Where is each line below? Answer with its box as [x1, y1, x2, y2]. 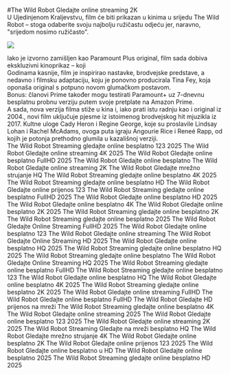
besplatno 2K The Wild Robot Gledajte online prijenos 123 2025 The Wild [7, 339, 213, 347]
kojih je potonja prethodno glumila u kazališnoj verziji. [7, 134, 159, 142]
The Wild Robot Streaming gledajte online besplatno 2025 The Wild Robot [7, 215, 216, 223]
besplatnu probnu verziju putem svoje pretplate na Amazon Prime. [7, 98, 194, 106]
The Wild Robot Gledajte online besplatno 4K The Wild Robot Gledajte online [7, 200, 223, 208]
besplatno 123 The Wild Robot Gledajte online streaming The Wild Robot [7, 230, 211, 237]
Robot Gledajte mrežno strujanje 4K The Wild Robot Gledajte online [7, 332, 197, 340]
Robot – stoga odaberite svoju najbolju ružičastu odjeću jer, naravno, [7, 21, 201, 28]
